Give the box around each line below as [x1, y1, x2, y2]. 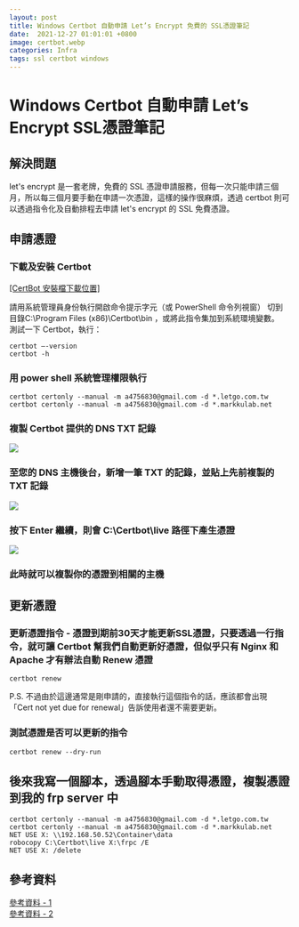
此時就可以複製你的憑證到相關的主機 [9, 568, 165, 580]
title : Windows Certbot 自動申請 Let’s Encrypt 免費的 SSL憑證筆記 [9, 21, 250, 30]
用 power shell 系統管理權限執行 [9, 371, 148, 383]
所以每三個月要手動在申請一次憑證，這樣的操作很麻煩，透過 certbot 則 [24, 192, 282, 203]
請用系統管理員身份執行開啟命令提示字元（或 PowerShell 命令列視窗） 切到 [9, 302, 283, 312]
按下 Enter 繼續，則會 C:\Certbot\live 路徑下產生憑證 [9, 524, 236, 536]
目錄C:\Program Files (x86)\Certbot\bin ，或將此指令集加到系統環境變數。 [9, 312, 279, 323]
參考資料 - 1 [9, 898, 53, 908]
